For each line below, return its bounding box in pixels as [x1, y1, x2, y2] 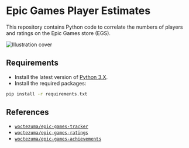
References [6, 107, 49, 118]
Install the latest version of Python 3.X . [14, 73, 108, 80]
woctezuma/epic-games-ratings [14, 130, 89, 136]
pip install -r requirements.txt [6, 91, 88, 97]
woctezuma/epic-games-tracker [14, 124, 89, 130]
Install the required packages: [14, 80, 87, 87]
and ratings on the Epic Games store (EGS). [6, 29, 111, 36]
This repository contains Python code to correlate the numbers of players [6, 23, 183, 30]
